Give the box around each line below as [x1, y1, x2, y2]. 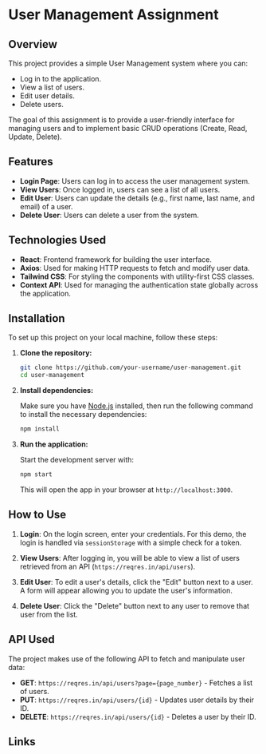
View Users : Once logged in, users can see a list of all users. [19, 185, 221, 194]
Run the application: [19, 439, 89, 449]
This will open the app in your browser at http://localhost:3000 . [19, 485, 233, 494]
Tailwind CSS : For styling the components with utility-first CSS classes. [19, 272, 255, 281]
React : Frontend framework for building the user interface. [19, 254, 213, 264]
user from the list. [19, 609, 78, 619]
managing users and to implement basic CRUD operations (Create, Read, [8, 124, 248, 133]
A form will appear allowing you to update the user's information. [19, 585, 233, 595]
